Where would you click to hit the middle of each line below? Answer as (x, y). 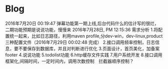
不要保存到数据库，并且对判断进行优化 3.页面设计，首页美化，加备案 (89, 48)
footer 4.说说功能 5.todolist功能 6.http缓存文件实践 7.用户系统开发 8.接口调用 (84, 55)
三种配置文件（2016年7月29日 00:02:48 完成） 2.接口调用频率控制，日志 (80, 42)
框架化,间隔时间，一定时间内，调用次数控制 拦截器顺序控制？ (70, 61)
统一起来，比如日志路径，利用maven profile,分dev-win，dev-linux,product (86, 36)
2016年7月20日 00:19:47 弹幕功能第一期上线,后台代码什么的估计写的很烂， (82, 23)
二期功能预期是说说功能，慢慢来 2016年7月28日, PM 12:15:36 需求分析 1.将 (82, 29)
